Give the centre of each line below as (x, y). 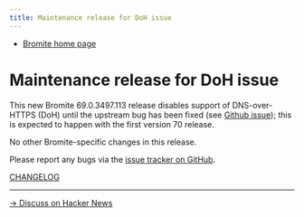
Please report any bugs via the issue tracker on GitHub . (112, 159)
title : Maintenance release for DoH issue (90, 18)
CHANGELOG (35, 176)
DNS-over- (252, 105)
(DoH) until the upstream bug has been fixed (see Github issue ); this (165, 115)
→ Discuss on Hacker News (61, 203)
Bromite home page (59, 43)
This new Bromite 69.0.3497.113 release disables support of (120, 105)
